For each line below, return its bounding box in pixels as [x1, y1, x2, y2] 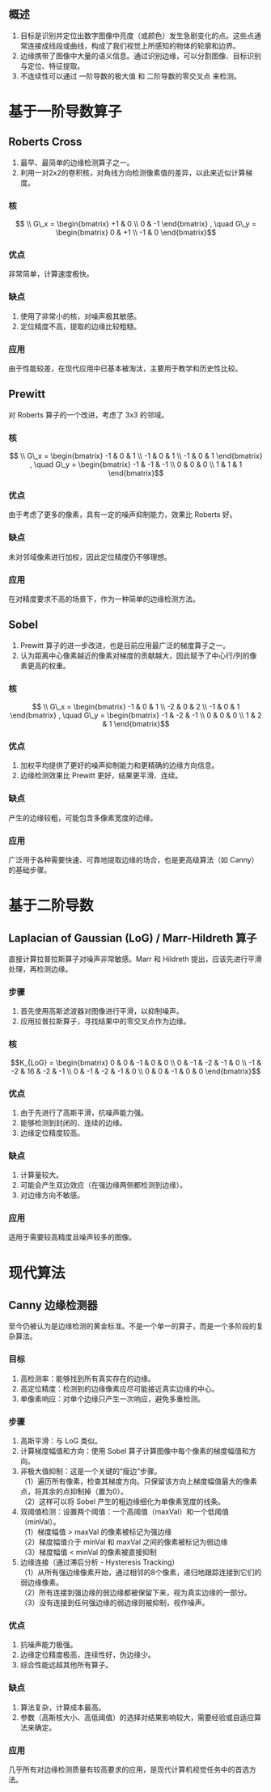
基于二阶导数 [8, 896, 95, 915]
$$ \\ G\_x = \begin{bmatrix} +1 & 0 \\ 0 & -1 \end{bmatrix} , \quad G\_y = [15, 219, 257, 229]
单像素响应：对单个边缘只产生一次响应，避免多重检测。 [19, 1394, 205, 1404]
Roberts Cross [8, 135, 83, 149]
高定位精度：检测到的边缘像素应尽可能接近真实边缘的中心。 [19, 1383, 219, 1393]
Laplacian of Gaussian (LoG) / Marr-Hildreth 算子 [8, 931, 257, 945]
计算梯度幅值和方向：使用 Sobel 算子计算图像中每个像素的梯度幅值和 [19, 1447, 249, 1456]
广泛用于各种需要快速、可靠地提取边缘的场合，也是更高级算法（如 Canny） [8, 855, 259, 864]
